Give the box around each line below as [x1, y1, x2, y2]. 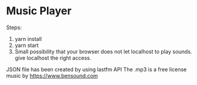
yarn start [14, 42, 39, 49]
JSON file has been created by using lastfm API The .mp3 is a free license [6, 65, 187, 73]
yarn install [14, 35, 42, 42]
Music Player [6, 4, 72, 18]
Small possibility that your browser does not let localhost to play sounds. [14, 48, 192, 55]
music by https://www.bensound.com [6, 72, 98, 79]
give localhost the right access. [14, 54, 92, 61]
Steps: [6, 24, 22, 31]
